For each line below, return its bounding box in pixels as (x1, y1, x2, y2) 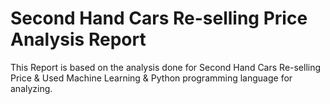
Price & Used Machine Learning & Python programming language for (10, 72, 293, 84)
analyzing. (10, 82, 53, 94)
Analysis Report (10, 28, 147, 51)
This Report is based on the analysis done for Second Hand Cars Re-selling (10, 61, 322, 73)
